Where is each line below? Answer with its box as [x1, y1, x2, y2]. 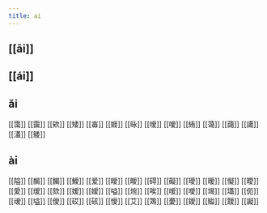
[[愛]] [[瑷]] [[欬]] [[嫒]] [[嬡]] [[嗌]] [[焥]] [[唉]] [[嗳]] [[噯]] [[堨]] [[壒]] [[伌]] [8, 186, 259, 196]
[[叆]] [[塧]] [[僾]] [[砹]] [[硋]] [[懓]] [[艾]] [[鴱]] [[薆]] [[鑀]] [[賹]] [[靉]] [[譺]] [8, 196, 259, 207]
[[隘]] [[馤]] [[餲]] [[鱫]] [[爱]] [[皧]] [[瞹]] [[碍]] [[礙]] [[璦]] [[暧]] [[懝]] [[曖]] [8, 176, 259, 186]
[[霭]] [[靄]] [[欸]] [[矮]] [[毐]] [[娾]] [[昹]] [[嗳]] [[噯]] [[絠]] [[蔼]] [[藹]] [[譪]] [8, 119, 259, 130]
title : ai [8, 11, 42, 20]
